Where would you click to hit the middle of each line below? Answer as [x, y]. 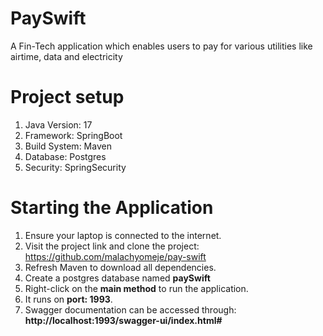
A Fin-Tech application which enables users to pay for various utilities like [161, 46]
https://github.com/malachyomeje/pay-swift [115, 256]
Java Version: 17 [58, 124]
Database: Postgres [65, 156]
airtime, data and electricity [66, 56]
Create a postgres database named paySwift [117, 278]
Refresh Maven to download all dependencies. [120, 267]
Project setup [67, 97]
